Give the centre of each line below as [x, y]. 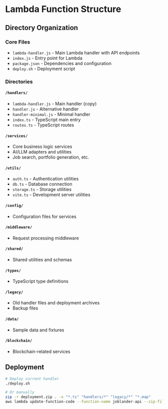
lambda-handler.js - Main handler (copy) [54, 104]
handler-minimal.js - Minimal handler [51, 114]
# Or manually [20, 392]
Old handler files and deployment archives [56, 303]
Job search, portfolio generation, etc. [51, 157]
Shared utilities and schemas [42, 260]
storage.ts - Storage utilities [42, 189]
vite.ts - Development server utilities [51, 195]
